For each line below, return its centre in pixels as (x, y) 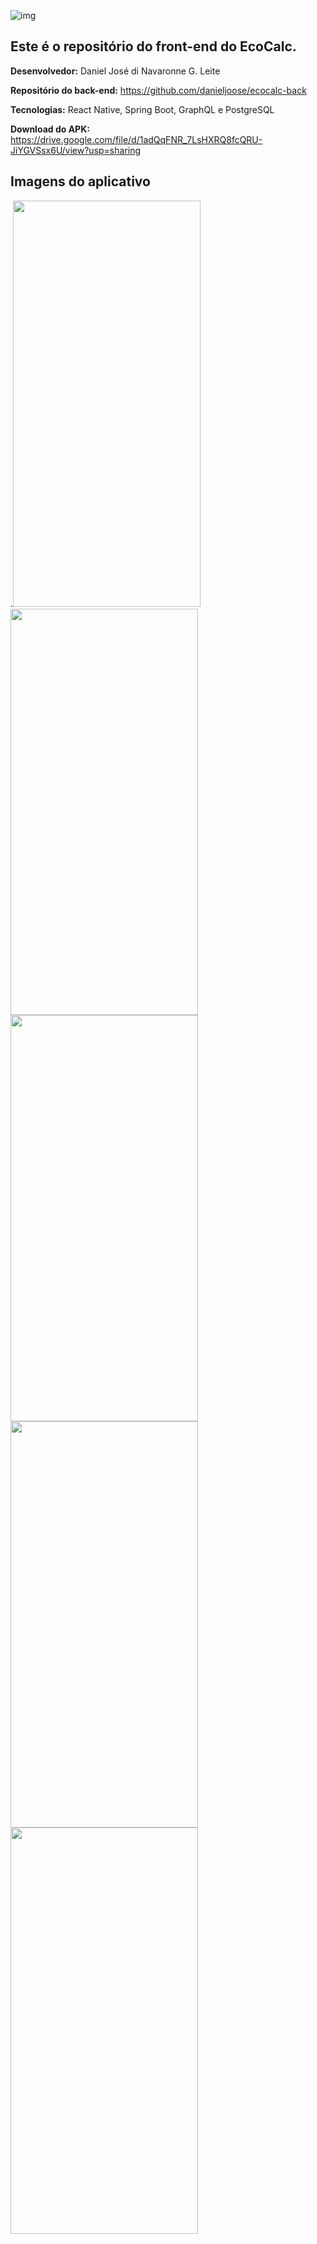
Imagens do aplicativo (80, 181)
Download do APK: (50, 129)
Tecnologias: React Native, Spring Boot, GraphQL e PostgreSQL (142, 109)
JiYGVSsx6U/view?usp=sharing (76, 150)
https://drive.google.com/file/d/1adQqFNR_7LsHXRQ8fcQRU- (136, 139)
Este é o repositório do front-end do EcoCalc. (153, 46)
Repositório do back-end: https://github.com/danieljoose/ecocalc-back (158, 90)
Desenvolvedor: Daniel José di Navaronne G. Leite (115, 71)
